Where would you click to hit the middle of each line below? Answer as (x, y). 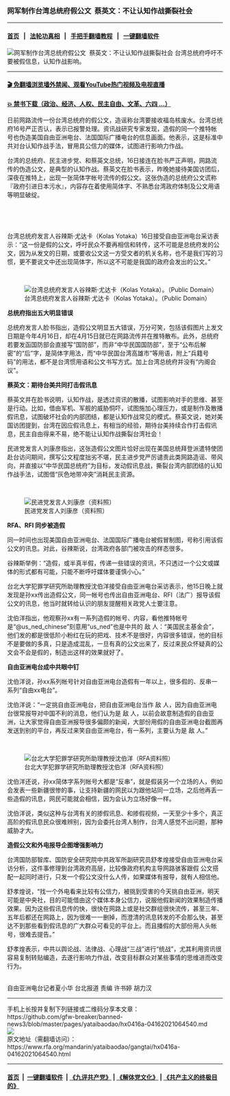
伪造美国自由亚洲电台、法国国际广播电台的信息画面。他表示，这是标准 (118, 137)
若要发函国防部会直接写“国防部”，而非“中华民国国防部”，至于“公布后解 (107, 345)
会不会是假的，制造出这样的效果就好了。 (70, 652)
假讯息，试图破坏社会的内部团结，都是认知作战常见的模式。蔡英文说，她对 (112, 417)
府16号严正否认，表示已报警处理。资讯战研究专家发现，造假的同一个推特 (109, 129)
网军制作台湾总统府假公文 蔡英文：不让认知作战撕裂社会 (100, 10)
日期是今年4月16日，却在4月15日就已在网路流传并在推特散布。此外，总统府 (113, 336)
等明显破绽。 (25, 195)
